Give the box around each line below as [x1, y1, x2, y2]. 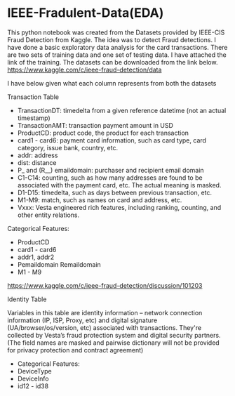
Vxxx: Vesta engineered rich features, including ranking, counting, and [17, 203, 222, 211]
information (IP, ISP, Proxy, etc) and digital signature [7, 316, 158, 324]
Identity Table [7, 295, 47, 303]
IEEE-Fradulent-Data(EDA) [7, 5, 164, 21]
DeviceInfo [17, 374, 49, 383]
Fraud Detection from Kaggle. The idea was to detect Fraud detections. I [7, 35, 216, 44]
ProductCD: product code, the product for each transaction [17, 128, 189, 137]
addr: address [17, 151, 58, 159]
